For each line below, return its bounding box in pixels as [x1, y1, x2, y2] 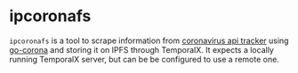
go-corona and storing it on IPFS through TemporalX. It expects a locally [9, 44, 274, 55]
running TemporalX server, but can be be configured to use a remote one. [9, 54, 280, 64]
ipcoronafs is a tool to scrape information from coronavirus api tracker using [9, 35, 289, 46]
